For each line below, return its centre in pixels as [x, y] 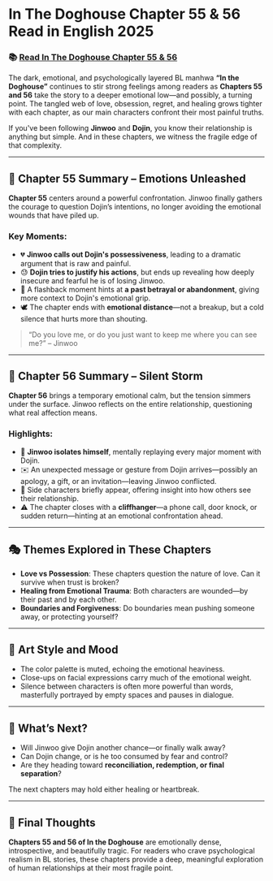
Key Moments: [38, 236]
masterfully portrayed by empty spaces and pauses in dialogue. [127, 695]
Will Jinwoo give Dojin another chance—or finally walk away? [123, 748]
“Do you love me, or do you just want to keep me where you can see [143, 335]
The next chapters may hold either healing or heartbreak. [104, 789]
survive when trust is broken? [69, 582]
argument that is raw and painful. [76, 263]
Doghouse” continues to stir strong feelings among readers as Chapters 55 [135, 87]
